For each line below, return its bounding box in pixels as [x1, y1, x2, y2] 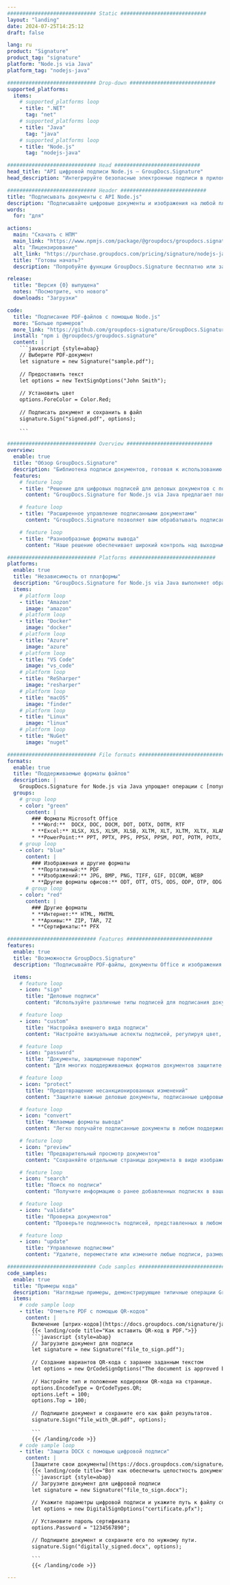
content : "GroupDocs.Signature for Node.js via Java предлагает [25, 492, 213, 498]
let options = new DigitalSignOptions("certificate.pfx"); [31, 1505, 204, 1512]
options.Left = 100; [31, 1391, 90, 1398]
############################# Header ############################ [7, 186, 207, 194]
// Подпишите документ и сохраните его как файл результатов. [31, 1410, 213, 1417]
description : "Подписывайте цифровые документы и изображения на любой [7, 199, 216, 206]
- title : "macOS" [19, 694, 69, 701]
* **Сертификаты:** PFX [31, 923, 99, 930]
